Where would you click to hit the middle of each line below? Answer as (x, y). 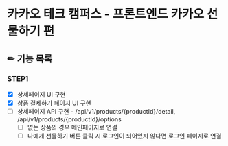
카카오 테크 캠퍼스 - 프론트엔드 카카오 (106, 14)
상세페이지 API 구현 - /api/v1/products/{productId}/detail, (96, 111)
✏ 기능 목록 (30, 59)
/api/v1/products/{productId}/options (69, 119)
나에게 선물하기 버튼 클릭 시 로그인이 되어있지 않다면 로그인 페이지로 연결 (124, 136)
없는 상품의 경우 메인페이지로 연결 (72, 127)
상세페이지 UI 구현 (41, 94)
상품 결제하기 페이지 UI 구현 (54, 103)
